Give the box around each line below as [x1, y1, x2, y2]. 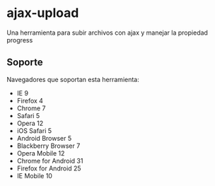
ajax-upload [6, 5, 79, 21]
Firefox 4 [16, 96, 44, 105]
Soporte [6, 57, 43, 69]
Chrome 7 [16, 104, 47, 112]
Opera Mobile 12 [16, 149, 65, 157]
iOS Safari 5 [16, 126, 52, 135]
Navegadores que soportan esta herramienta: [6, 75, 139, 83]
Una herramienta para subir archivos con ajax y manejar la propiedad [6, 28, 208, 37]
